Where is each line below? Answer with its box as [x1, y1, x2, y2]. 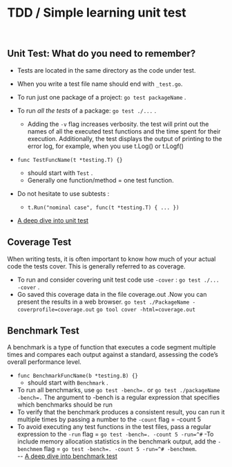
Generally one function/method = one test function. [27, 176, 174, 184]
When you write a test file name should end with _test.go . [17, 80, 183, 88]
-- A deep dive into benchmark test [17, 452, 117, 461]
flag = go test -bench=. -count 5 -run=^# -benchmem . [43, 445, 197, 453]
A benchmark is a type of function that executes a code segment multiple [7, 343, 216, 351]
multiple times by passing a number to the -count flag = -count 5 [17, 415, 202, 423]
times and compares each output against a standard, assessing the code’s [7, 351, 219, 359]
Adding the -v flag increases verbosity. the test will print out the [27, 120, 209, 128]
